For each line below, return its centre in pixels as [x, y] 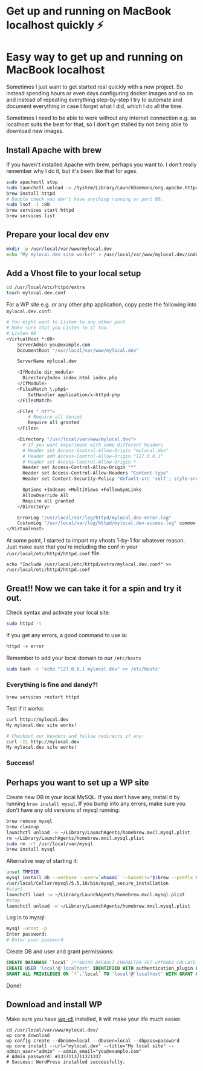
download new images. [35, 131]
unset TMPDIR [23, 872]
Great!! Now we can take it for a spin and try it [94, 588]
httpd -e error [25, 646]
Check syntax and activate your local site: [58, 612]
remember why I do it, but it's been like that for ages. [72, 171]
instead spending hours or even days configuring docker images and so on [100, 93]
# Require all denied [55, 417]
